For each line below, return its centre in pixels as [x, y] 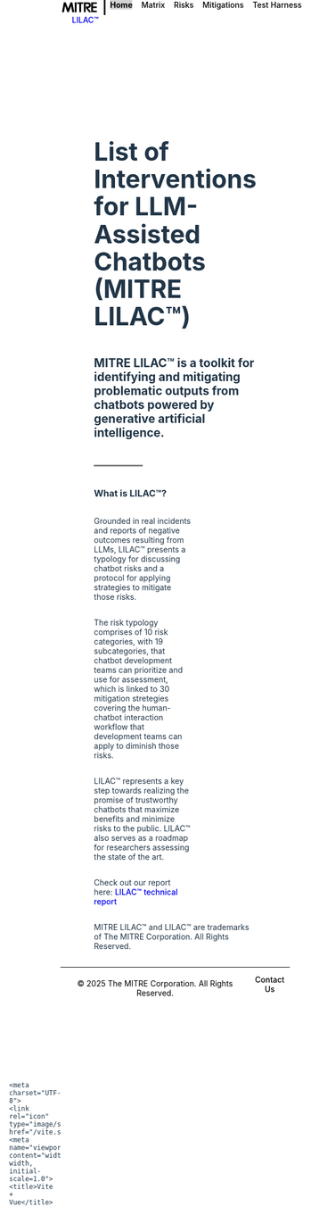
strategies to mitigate [133, 587]
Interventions [175, 179]
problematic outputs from [167, 391]
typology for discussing [137, 559]
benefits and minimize [135, 819]
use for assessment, [131, 679]
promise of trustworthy [136, 800]
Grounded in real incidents [142, 520]
